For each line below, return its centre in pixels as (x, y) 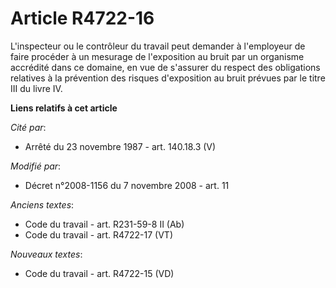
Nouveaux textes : (46, 254)
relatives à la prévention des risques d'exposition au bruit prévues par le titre (168, 78)
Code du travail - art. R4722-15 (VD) (99, 273)
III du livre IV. (36, 88)
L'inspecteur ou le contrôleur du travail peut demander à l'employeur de (158, 46)
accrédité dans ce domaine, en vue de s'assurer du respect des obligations (165, 67)
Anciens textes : (42, 204)
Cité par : (28, 127)
